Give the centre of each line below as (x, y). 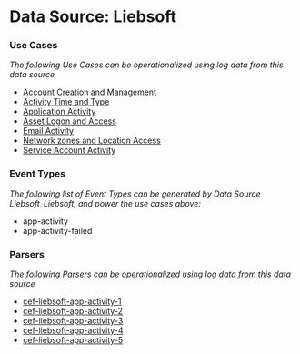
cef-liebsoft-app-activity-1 (72, 301)
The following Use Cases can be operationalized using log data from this (146, 65)
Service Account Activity (69, 150)
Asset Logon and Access (69, 121)
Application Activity (59, 112)
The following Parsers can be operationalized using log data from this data (150, 274)
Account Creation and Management (90, 92)
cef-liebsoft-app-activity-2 (73, 311)
